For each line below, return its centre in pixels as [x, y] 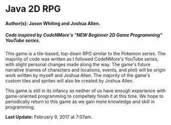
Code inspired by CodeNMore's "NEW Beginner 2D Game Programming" [84, 35]
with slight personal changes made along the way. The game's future [78, 64]
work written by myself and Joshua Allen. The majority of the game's [78, 75]
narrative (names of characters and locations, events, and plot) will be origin [86, 70]
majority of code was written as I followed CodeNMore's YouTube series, [82, 59]
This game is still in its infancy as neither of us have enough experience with [86, 91]
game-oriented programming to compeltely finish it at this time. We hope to [84, 96]
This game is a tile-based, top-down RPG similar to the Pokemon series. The [86, 53]
